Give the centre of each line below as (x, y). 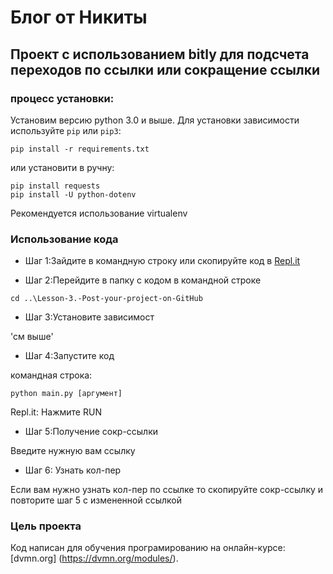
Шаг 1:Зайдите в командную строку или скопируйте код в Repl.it (162, 261)
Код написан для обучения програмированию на (116, 548)
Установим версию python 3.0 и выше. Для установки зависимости (155, 120)
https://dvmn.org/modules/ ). (120, 558)
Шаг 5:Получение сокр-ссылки (91, 432)
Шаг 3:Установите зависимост (89, 317)
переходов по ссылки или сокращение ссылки (165, 69)
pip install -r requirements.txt (80, 149)
